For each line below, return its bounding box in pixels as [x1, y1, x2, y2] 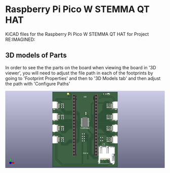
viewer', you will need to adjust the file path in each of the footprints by [5, 70, 153, 76]
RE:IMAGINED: [5, 36, 35, 42]
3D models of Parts [5, 51, 67, 60]
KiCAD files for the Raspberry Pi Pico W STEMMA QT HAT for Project [5, 31, 149, 37]
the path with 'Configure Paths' [5, 80, 70, 87]
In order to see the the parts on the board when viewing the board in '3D [5, 64, 156, 70]
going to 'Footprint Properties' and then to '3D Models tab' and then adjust [5, 75, 161, 81]
